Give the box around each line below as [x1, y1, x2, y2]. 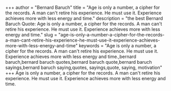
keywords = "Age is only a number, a [79, 43, 157, 48]
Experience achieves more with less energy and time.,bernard [5, 53, 137, 60]
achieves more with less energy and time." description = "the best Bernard [5, 15, 163, 21]
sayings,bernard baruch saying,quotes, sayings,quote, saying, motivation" [5, 64, 163, 70]
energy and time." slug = [5, 32, 58, 38]
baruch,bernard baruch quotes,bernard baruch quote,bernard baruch [5, 59, 153, 65]
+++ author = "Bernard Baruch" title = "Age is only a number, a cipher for [5, 5, 160, 10]
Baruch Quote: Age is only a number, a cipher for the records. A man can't [5, 21, 162, 27]
